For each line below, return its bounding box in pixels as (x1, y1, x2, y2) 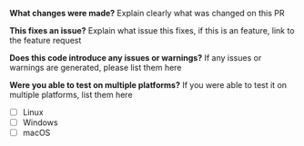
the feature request (9, 35, 82, 45)
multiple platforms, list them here (9, 90, 134, 100)
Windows (22, 117, 58, 128)
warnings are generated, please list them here (9, 63, 182, 73)
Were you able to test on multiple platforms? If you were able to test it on (9, 80, 288, 90)
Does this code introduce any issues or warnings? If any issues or (9, 53, 262, 63)
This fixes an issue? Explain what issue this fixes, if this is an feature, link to (9, 25, 295, 35)
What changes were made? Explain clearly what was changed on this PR (9, 8, 285, 18)
